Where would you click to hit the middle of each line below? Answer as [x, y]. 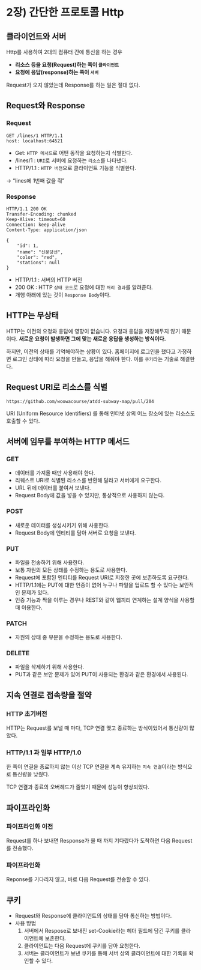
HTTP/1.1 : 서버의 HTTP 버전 [49, 279]
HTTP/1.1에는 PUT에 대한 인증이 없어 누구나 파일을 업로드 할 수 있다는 [96, 585]
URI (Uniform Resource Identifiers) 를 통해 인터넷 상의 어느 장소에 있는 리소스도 [100, 413]
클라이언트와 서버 [36, 36]
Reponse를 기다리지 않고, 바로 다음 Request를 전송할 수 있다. [78, 879]
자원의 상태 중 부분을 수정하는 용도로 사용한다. [69, 637]
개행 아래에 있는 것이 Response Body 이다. [63, 294]
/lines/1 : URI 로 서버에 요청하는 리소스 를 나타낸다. [71, 160]
